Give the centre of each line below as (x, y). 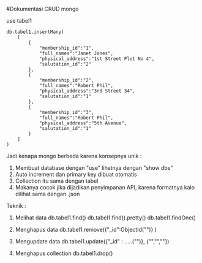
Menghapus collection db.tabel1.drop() (64, 253)
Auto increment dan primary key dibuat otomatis (76, 174)
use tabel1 (19, 21)
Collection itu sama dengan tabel (57, 181)
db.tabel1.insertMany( (35, 32)
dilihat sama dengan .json (47, 194)
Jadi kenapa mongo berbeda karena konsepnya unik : (74, 156)
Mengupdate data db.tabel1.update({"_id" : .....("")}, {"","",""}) (92, 241)
